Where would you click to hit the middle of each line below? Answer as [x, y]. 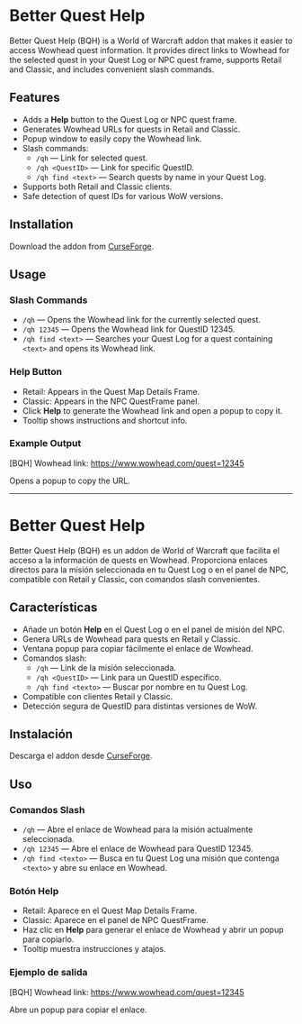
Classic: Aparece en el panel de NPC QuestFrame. [115, 920]
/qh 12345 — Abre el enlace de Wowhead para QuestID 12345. [138, 849]
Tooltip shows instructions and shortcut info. [105, 420]
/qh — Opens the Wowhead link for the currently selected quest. [142, 320]
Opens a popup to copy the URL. [70, 480]
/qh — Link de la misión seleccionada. [106, 667]
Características [53, 608]
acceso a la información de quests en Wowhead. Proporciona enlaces [138, 560]
